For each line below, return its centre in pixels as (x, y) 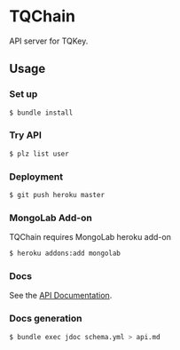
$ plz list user (39, 154)
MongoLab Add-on (51, 218)
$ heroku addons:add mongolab (65, 254)
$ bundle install (41, 113)
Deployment (36, 177)
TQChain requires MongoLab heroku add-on (90, 237)
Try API (26, 135)
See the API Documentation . (61, 296)
